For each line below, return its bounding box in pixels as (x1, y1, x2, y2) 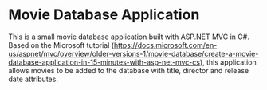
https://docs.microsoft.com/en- (113, 40, 218, 49)
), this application (199, 57, 257, 67)
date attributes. (8, 74, 58, 84)
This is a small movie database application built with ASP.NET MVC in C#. (8, 32, 249, 41)
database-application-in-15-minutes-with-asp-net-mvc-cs (8, 57, 201, 67)
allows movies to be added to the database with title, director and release (8, 65, 249, 75)
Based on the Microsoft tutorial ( (8, 40, 114, 49)
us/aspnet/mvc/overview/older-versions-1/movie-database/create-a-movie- (8, 49, 259, 58)
